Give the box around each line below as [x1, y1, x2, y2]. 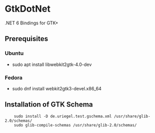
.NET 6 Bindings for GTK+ [5, 20, 59, 26]
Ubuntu [5, 50, 24, 57]
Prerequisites [5, 35, 48, 43]
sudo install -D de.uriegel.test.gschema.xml [14, 114, 112, 119]
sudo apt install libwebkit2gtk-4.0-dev [12, 61, 92, 68]
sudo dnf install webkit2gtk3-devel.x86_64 [12, 85, 102, 91]
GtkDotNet [5, 3, 51, 15]
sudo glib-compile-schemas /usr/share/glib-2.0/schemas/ [14, 122, 137, 127]
